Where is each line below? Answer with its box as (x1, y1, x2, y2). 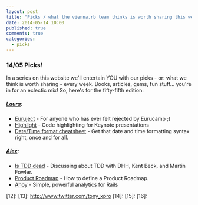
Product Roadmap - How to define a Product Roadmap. (14, 175, 149, 182)
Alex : (6, 147, 19, 154)
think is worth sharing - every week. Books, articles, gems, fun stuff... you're (6, 81, 192, 88)
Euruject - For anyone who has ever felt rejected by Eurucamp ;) (14, 115, 171, 123)
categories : (6, 36, 35, 42)
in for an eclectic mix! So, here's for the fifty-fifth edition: (6, 87, 144, 94)
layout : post (6, 8, 38, 15)
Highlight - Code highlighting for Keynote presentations (14, 121, 149, 128)
